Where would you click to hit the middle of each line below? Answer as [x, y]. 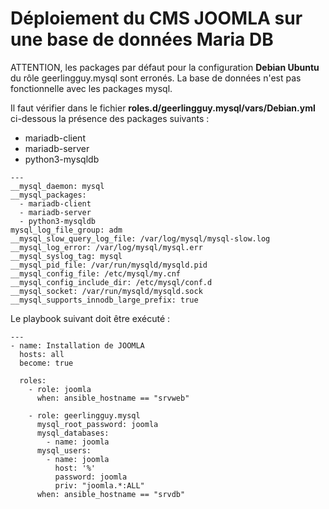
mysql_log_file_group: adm [66, 230]
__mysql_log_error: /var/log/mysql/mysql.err [106, 247]
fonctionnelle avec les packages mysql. [91, 88]
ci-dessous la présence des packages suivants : [110, 118]
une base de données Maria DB [142, 39]
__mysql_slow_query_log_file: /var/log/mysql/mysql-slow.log [140, 238]
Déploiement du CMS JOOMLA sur [156, 18]
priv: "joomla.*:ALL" [99, 485]
